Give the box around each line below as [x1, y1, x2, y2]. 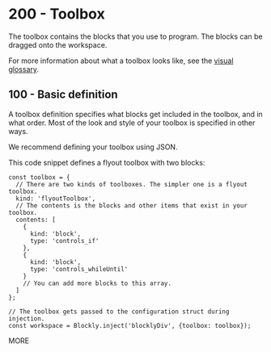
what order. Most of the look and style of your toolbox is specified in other [8, 118, 256, 128]
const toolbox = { [8, 173, 70, 182]
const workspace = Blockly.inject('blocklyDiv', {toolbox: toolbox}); [8, 321, 252, 329]
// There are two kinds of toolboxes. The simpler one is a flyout [15, 180, 248, 188]
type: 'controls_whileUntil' [29, 265, 129, 273]
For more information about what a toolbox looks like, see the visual [8, 56, 234, 65]
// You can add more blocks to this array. [23, 279, 172, 287]
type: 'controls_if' [29, 237, 100, 245]
